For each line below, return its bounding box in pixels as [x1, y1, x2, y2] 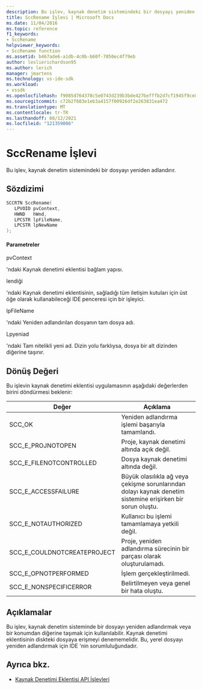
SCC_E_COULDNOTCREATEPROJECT [9, 548, 115, 557]
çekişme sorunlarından [121, 480, 186, 488]
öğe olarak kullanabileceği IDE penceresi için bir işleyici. [6, 295, 145, 303]
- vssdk [6, 87, 26, 93]
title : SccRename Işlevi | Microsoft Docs [6, 14, 114, 20]
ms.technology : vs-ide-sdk [6, 76, 74, 82]
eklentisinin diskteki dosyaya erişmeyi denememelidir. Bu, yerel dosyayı [6, 635, 183, 643]
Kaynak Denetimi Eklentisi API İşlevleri [14, 675, 110, 683]
